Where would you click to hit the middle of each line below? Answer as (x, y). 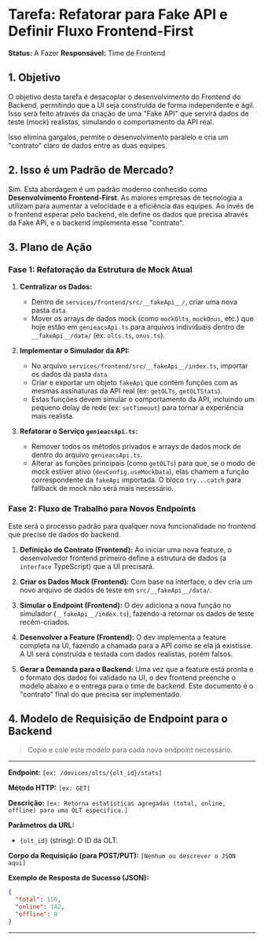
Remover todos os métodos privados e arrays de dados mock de (136, 447)
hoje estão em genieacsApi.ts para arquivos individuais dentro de (138, 327)
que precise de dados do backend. (64, 534)
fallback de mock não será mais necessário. (103, 489)
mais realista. (53, 416)
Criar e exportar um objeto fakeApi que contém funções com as (134, 382)
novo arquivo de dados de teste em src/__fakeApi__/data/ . (115, 590)
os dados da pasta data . (70, 375)
